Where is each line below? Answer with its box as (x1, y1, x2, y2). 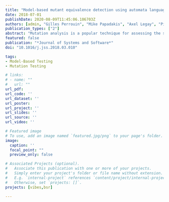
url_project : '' (5, 106, 39, 111)
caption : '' (10, 142, 35, 148)
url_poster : (5, 100, 30, 106)
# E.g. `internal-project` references (5, 175, 92, 180)
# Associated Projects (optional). (5, 161, 80, 167)
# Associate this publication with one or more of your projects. (5, 166, 152, 171)
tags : (5, 54, 17, 59)
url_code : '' (5, 91, 33, 96)
